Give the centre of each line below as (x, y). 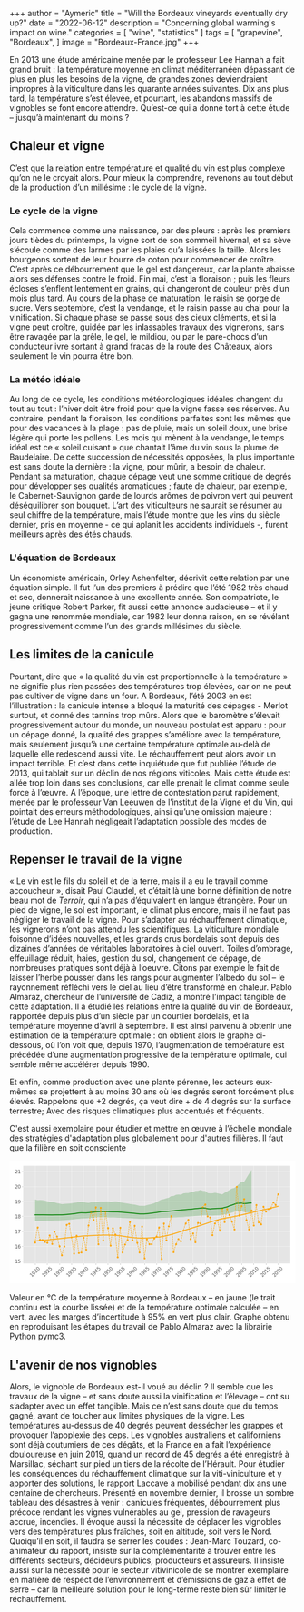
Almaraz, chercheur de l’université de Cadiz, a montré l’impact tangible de (148, 997)
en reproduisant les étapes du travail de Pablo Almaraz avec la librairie (141, 1327)
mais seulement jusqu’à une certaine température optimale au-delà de (140, 744)
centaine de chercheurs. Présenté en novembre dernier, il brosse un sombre (152, 1493)
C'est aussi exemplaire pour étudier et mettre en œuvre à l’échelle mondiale (151, 1129)
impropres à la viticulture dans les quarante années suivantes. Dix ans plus (149, 89)
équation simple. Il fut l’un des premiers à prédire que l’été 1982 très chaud (149, 587)
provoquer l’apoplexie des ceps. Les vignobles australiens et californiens (145, 1435)
